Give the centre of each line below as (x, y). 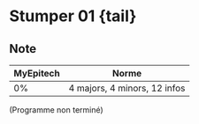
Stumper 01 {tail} (73, 16)
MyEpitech (37, 73)
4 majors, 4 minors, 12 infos (127, 88)
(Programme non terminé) (56, 110)
